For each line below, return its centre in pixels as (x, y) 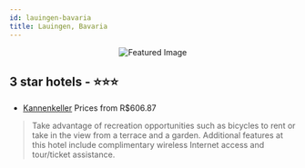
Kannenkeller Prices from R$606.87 (89, 108)
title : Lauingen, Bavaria (58, 26)
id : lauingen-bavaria (51, 18)
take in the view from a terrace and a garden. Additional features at (158, 135)
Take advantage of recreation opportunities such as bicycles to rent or (163, 126)
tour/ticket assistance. (73, 154)
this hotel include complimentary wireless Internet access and (148, 145)
